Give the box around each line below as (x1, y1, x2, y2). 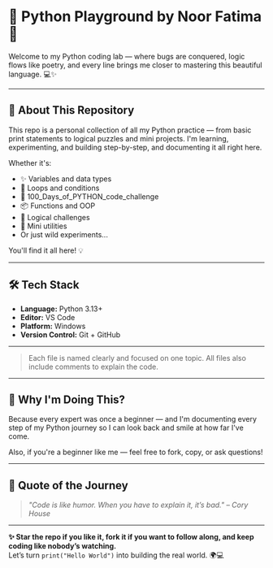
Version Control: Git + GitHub (19, 329, 121, 340)
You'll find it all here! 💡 (8, 245, 84, 255)
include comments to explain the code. (28, 362, 158, 371)
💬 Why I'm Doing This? (8, 392, 126, 406)
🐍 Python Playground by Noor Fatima (8, 7, 262, 26)
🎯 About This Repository (8, 103, 135, 117)
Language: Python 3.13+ (19, 304, 103, 314)
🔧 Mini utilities (19, 221, 67, 231)
